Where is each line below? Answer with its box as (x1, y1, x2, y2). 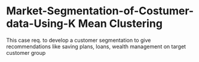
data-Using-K (6, 17, 76, 30)
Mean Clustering (78, 17, 163, 30)
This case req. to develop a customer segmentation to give (6, 36, 151, 44)
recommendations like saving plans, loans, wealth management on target (6, 43, 186, 50)
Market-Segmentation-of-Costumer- (6, 4, 194, 18)
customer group (6, 49, 46, 56)
